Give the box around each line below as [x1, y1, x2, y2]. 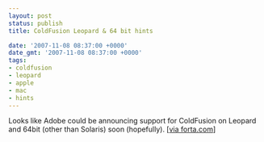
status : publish [8, 19, 63, 27]
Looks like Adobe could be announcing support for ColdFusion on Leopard [8, 116, 257, 126]
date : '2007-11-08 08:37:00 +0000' [8, 41, 128, 49]
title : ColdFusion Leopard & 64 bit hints [8, 27, 153, 35]
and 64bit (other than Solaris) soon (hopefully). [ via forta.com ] [8, 124, 216, 134]
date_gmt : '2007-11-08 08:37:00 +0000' [8, 49, 143, 57]
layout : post [8, 11, 52, 20]
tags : [8, 56, 27, 65]
